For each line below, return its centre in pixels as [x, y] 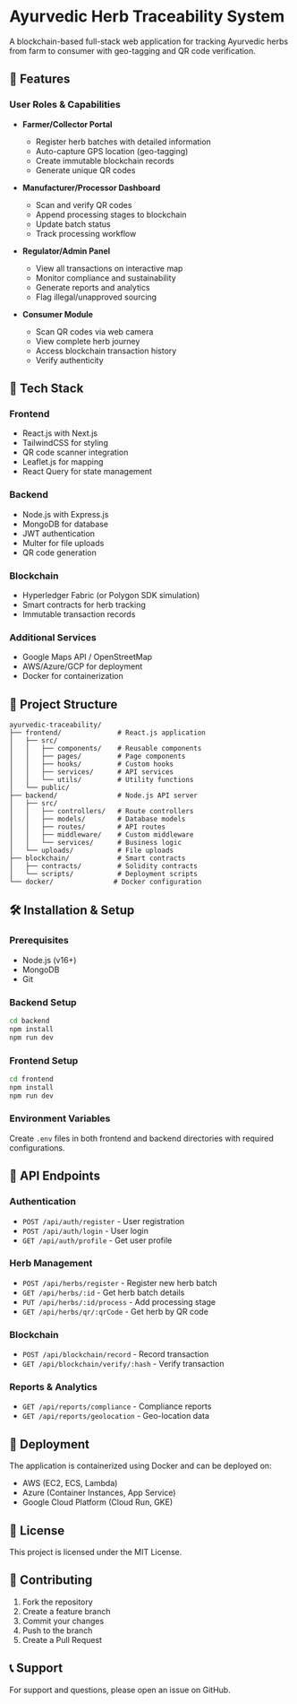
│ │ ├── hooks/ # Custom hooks [92, 764]
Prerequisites [39, 941]
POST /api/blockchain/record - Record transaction [115, 1354]
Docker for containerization [72, 676]
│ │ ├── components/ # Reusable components [106, 749]
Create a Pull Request [62, 1639]
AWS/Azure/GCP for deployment [82, 666]
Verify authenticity [70, 360]
